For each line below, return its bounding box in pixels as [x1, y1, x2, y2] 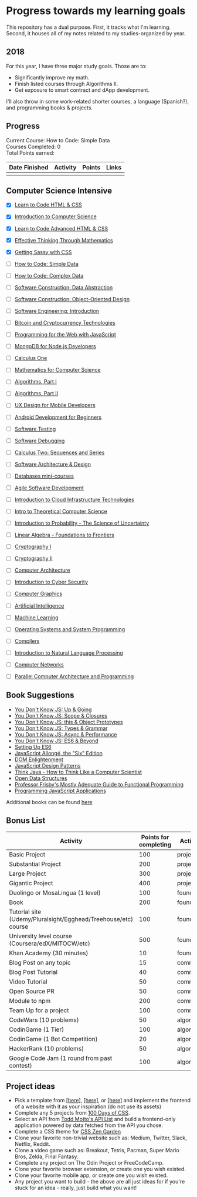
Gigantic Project [9, 879, 53, 887]
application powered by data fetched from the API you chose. [14, 1122, 163, 1129]
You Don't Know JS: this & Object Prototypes [14, 718, 123, 725]
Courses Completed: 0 [6, 143, 61, 150]
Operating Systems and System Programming [14, 625, 125, 633]
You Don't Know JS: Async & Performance [14, 731, 117, 738]
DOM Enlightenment [14, 756, 63, 763]
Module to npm [9, 996, 51, 1005]
